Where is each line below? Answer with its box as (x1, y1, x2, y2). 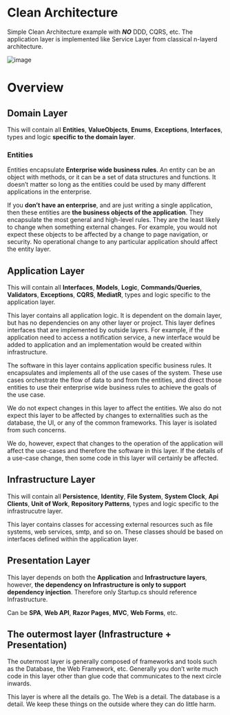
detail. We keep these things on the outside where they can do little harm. (7, 700, 216, 708)
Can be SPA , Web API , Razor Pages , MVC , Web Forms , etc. (7, 608, 178, 616)
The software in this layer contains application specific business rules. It (7, 361, 212, 370)
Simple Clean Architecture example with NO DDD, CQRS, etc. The (7, 28, 194, 36)
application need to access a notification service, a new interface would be (7, 333, 220, 342)
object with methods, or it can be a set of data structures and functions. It (7, 173, 216, 181)
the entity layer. (7, 245, 52, 253)
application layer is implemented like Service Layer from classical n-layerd (7, 34, 218, 43)
